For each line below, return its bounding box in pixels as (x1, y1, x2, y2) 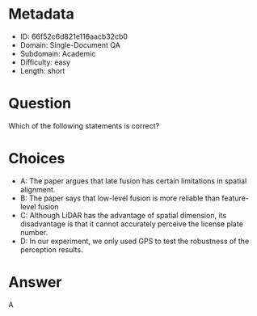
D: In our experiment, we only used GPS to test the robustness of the (19, 236, 250, 246)
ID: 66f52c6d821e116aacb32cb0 (19, 32, 128, 41)
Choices (8, 150, 65, 168)
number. (19, 227, 48, 237)
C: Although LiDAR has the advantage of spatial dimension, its (19, 210, 227, 220)
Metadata (8, 5, 74, 23)
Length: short (19, 65, 65, 75)
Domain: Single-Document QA (19, 40, 121, 49)
